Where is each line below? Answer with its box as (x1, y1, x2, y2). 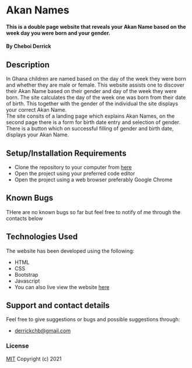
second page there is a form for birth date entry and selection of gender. (6, 119, 181, 126)
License (6, 342, 29, 350)
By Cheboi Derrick (6, 43, 51, 50)
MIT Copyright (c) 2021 (6, 355, 62, 362)
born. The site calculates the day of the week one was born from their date (6, 94, 186, 101)
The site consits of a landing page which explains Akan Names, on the (6, 112, 175, 120)
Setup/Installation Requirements (6, 148, 127, 158)
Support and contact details (6, 301, 110, 311)
